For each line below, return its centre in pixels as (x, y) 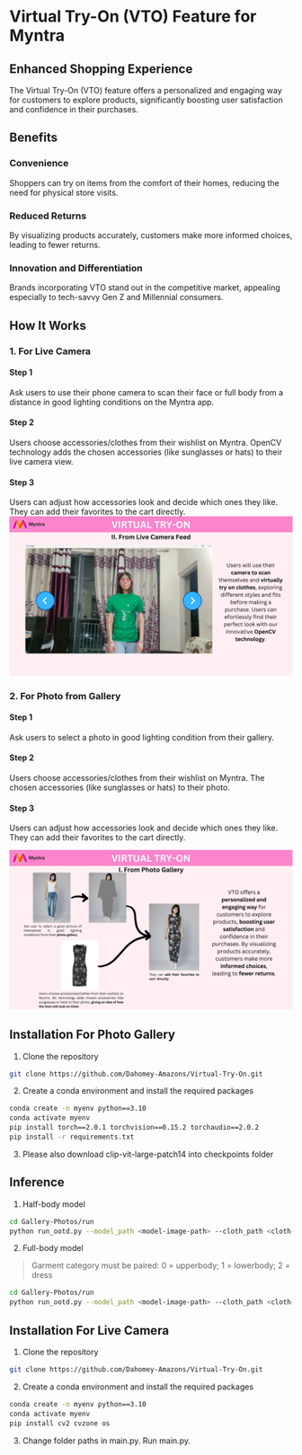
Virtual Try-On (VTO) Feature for (133, 17)
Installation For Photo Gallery (92, 1035)
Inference (37, 1182)
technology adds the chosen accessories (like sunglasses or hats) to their (146, 452)
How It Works (48, 325)
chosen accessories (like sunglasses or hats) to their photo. (120, 787)
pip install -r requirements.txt (72, 1137)
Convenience (39, 164)
